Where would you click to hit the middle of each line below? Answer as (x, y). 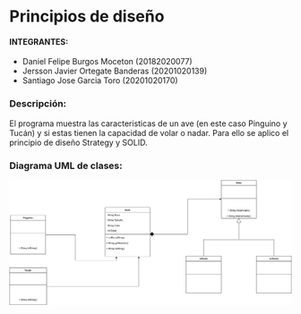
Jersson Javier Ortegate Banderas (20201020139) (115, 71)
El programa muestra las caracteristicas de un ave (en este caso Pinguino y (149, 123)
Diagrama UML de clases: (66, 165)
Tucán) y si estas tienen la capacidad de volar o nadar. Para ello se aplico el (149, 132)
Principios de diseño (87, 17)
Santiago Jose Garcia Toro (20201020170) (100, 81)
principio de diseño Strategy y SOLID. (78, 142)
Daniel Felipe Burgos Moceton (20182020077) (107, 62)
